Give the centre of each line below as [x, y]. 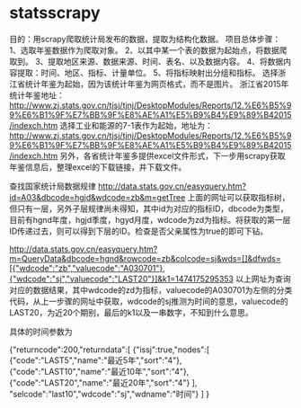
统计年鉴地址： [37, 95]
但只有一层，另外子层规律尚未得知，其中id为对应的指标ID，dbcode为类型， [149, 208]
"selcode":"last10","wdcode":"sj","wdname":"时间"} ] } [109, 394]
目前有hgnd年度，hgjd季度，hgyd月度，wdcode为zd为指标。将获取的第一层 [150, 219]
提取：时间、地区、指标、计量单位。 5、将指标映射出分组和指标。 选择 [147, 72]
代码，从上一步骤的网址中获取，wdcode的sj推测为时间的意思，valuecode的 [149, 301]
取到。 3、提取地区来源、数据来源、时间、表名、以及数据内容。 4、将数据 [146, 61]
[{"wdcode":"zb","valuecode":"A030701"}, [88, 268]
